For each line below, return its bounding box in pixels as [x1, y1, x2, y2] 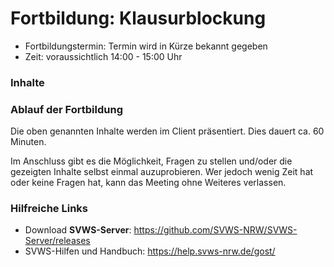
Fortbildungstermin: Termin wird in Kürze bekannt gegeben [24, 40, 268, 52]
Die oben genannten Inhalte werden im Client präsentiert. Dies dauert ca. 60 [10, 125, 325, 137]
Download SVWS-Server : [24, 224, 132, 236]
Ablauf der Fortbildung [10, 102, 123, 116]
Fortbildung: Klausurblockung [10, 7, 267, 30]
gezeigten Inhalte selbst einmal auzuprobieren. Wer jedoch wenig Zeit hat [10, 166, 314, 178]
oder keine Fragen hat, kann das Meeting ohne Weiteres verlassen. [10, 177, 287, 189]
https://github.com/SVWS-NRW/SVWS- [133, 224, 298, 236]
